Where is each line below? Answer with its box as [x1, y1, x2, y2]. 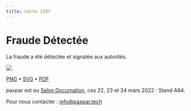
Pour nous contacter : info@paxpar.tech [6, 98, 102, 105]
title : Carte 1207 [6, 8, 51, 15]
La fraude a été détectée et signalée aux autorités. [6, 53, 127, 60]
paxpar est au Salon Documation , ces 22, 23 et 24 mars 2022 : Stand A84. [6, 86, 186, 93]
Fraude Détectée [6, 33, 89, 47]
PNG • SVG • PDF [6, 75, 50, 82]
